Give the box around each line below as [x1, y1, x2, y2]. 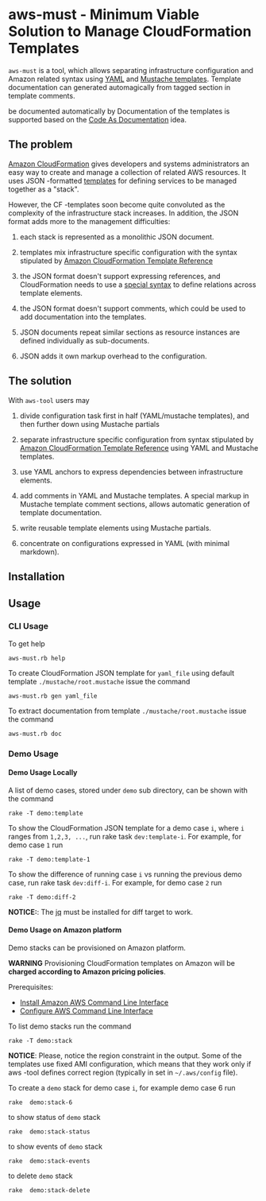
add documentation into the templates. [19, 312, 147, 321]
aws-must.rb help [8, 654, 66, 662]
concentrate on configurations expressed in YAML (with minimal [19, 538, 230, 548]
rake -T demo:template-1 [8, 855, 91, 863]
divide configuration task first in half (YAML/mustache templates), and [19, 411, 250, 420]
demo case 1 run [8, 840, 64, 850]
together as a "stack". [8, 184, 79, 194]
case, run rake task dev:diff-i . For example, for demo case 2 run [8, 878, 222, 887]
